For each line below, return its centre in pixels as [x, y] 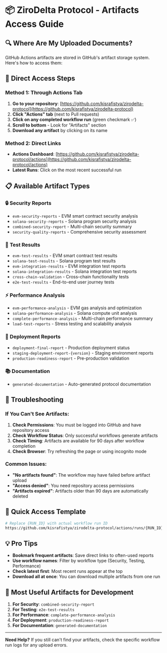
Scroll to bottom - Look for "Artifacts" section [59, 125]
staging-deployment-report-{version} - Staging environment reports [83, 353]
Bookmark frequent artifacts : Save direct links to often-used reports [83, 555]
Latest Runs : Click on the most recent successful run [67, 170]
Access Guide [35, 24]
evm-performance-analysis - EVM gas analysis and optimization [77, 308]
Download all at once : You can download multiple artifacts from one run [86, 577]
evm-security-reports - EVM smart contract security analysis [75, 216]
